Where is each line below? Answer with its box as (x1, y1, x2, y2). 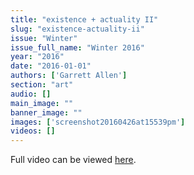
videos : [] (10, 126, 56, 136)
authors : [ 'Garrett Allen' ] (10, 71, 128, 81)
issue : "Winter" (10, 33, 78, 43)
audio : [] (10, 89, 52, 99)
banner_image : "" (10, 107, 83, 118)
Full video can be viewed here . (10, 154, 137, 166)
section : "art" (10, 80, 74, 90)
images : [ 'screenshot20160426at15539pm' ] (10, 117, 186, 127)
